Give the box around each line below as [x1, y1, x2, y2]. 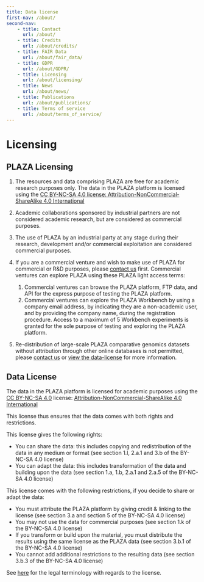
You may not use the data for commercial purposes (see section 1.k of [15, 518, 191, 526]
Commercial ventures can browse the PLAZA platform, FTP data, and [24, 283, 198, 291]
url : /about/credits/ [22, 43, 78, 49]
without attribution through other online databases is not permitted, [15, 347, 184, 355]
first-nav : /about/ [6, 15, 56, 21]
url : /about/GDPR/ [22, 65, 69, 72]
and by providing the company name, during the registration [24, 310, 175, 317]
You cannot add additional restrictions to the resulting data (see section [15, 551, 195, 558]
